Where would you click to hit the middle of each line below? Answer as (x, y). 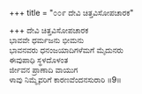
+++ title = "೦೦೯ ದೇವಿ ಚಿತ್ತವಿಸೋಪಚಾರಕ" (71, 13)
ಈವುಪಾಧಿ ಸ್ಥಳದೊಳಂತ (39, 60)
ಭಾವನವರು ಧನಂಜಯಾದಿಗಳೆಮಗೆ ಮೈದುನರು (67, 50)
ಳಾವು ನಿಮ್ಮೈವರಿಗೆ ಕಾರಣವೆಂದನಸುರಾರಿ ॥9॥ (65, 80)
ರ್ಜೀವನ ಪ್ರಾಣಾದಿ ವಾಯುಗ (44, 70)
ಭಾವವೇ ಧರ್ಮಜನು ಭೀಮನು (47, 40)
